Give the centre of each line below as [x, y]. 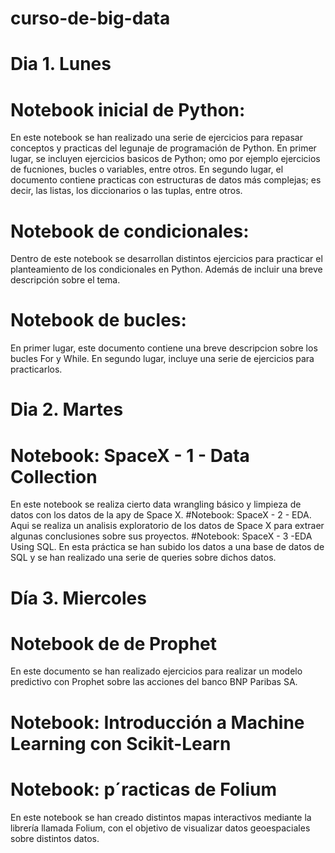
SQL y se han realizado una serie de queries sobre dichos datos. [143, 558]
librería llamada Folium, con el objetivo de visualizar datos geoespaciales [160, 828]
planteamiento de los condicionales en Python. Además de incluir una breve [166, 269]
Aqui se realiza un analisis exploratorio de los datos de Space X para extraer [167, 526]
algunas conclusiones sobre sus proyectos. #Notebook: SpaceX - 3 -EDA [161, 536]
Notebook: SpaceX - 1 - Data [130, 455]
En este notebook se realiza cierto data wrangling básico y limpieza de [156, 504]
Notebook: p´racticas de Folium [144, 789]
